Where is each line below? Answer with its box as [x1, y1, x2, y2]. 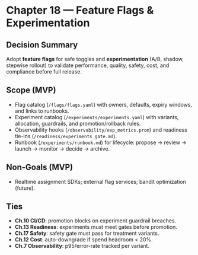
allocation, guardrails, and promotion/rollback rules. [14, 120, 141, 127]
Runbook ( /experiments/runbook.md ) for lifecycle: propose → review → [14, 139, 187, 146]
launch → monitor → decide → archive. [14, 145, 110, 152]
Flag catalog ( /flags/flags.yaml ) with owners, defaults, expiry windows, [14, 101, 193, 108]
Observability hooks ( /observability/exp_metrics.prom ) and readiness [14, 126, 188, 133]
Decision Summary [6, 40, 78, 50]
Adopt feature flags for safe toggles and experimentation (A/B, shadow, [6, 56, 184, 62]
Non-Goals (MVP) [6, 162, 73, 173]
